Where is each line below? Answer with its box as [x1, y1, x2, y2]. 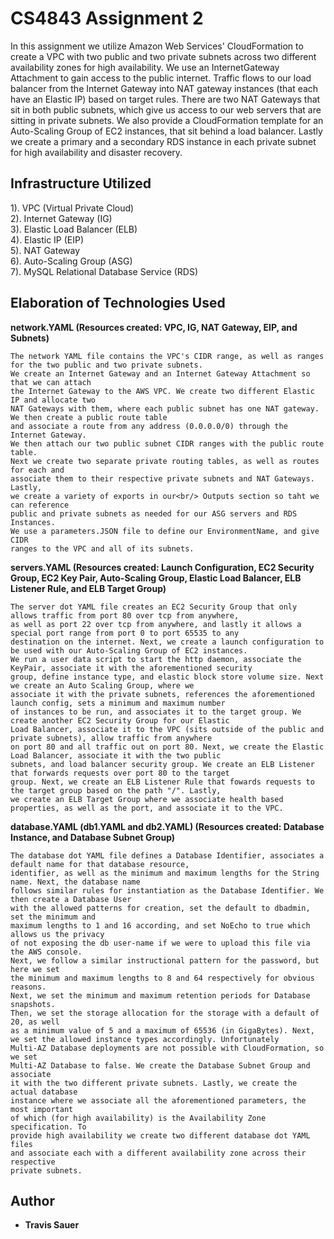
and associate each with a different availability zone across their [10, 1148, 307, 1158]
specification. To [10, 1122, 87, 1132]
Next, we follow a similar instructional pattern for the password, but [10, 955, 320, 966]
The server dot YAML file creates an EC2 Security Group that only [10, 602, 298, 612]
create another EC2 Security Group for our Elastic [10, 715, 230, 726]
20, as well [10, 1017, 60, 1027]
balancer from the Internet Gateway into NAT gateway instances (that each [10, 82, 319, 94]
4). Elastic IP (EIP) [10, 233, 85, 246]
